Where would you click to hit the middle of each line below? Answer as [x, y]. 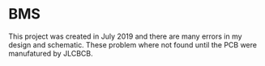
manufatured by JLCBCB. [51, 53]
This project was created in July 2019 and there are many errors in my [125, 36]
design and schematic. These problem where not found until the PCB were [133, 44]
